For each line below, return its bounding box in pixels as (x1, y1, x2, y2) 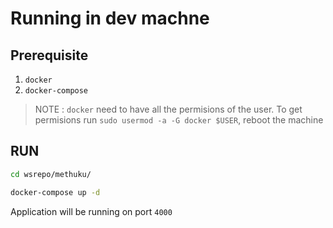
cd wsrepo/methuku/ (10, 169, 92, 179)
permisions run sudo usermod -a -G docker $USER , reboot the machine (34, 114, 324, 126)
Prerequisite (10, 47, 89, 64)
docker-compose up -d (10, 187, 101, 197)
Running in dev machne (10, 7, 210, 30)
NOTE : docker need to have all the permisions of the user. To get (34, 103, 303, 115)
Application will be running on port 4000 (10, 205, 173, 217)
